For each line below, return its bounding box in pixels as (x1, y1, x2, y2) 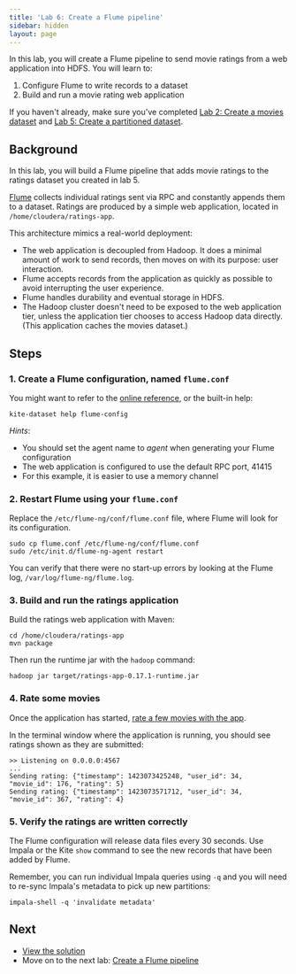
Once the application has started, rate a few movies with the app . (9, 712, 247, 723)
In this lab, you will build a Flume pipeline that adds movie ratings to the (9, 166, 269, 176)
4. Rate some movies (9, 692, 101, 705)
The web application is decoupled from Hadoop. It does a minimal (21, 245, 262, 256)
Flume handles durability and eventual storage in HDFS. (21, 292, 225, 303)
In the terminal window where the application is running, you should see (9, 730, 271, 740)
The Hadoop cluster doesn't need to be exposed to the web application (21, 302, 282, 313)
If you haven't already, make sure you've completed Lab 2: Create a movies (9, 107, 285, 118)
